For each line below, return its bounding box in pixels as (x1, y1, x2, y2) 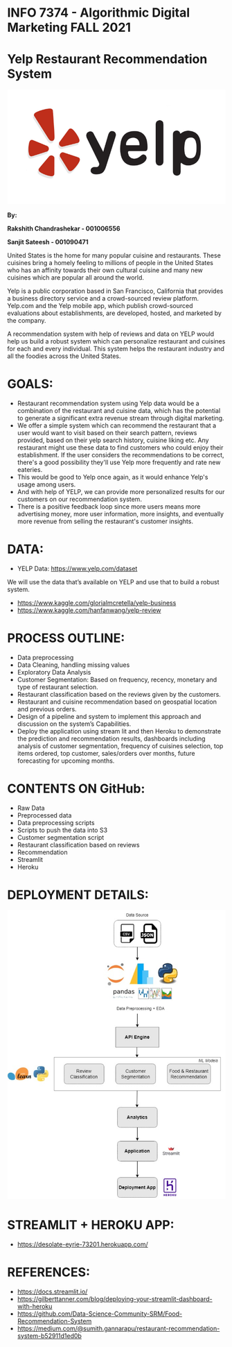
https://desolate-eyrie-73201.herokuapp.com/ (17, 1240, 148, 1248)
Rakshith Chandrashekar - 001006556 (7, 224, 121, 232)
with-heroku (17, 1302, 53, 1310)
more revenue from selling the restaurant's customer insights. (17, 517, 194, 525)
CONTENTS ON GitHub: (7, 781, 145, 796)
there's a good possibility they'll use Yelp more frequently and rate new (17, 458, 221, 466)
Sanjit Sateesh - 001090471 (7, 237, 89, 246)
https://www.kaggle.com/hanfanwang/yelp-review (17, 606, 161, 614)
